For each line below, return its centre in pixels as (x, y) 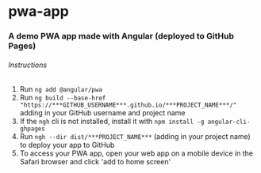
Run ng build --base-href (63, 98)
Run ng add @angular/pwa (61, 89)
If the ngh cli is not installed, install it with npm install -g (112, 122)
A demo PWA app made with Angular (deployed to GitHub (121, 36)
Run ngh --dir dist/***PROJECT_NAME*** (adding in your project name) (135, 137)
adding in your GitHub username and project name (102, 113)
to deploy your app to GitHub (67, 145)
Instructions (28, 65)
